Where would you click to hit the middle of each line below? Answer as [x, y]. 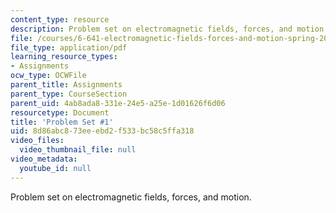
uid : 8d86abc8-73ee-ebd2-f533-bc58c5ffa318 [102, 131]
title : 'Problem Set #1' [62, 122]
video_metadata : [44, 159]
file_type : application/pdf [69, 47]
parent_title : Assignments [66, 85]
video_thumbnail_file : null [78, 150]
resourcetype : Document [60, 112]
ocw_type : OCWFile [48, 76]
